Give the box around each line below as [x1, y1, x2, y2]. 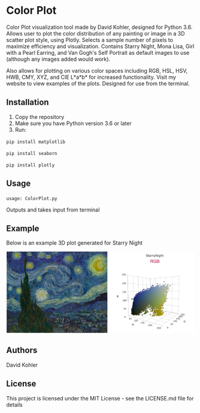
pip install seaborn [6, 150, 58, 156]
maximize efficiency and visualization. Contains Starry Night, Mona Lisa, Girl [6, 43, 195, 50]
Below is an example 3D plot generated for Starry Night [6, 239, 143, 246]
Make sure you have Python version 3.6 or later [14, 120, 132, 127]
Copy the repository [14, 113, 65, 120]
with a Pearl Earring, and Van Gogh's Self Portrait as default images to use [6, 49, 190, 56]
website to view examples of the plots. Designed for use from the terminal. [6, 79, 190, 87]
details [6, 401, 23, 408]
